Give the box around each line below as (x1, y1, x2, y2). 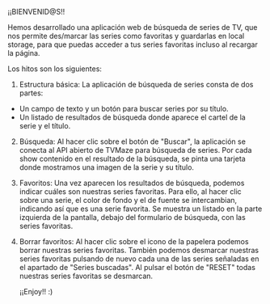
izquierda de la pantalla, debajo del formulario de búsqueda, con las (19, 213, 246, 222)
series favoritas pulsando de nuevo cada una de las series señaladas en (19, 254, 259, 264)
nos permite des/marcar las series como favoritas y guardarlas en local (7, 32, 245, 40)
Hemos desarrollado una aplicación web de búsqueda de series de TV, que (7, 23, 258, 32)
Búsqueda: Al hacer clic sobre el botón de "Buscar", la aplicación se (19, 137, 246, 146)
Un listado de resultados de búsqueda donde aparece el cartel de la (19, 112, 246, 122)
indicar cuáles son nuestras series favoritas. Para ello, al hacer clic (19, 187, 242, 196)
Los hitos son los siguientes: (7, 64, 103, 74)
